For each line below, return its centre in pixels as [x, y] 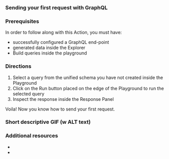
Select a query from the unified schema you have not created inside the [88, 77]
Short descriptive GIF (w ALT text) [48, 122]
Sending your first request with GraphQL [57, 8]
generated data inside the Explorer [49, 48]
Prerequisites [22, 21]
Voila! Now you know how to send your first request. [60, 109]
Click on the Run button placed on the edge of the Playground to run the [88, 88]
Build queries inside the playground [50, 53]
